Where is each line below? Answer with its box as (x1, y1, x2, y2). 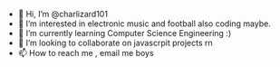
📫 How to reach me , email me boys (17, 48, 154, 58)
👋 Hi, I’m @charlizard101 (17, 9, 109, 19)
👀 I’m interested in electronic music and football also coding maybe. (17, 18, 272, 29)
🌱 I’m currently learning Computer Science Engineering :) (17, 28, 232, 38)
